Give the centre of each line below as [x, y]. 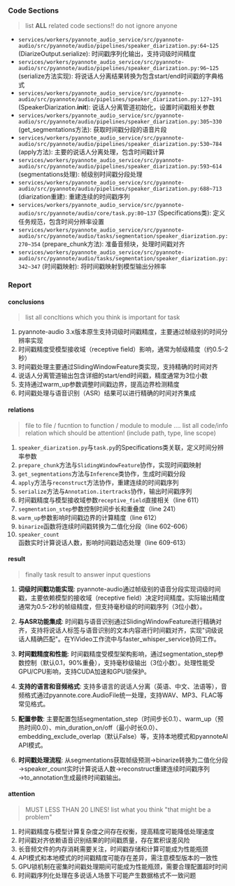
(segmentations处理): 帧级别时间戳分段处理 [80, 175]
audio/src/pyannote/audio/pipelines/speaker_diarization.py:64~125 [118, 46]
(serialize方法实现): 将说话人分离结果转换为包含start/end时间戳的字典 [117, 76]
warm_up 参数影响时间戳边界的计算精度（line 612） [89, 517]
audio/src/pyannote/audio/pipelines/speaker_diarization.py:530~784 [120, 145]
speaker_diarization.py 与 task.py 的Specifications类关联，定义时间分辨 [121, 447]
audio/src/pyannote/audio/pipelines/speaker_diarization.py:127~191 [120, 100]
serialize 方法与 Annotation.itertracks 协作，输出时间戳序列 [105, 491]
